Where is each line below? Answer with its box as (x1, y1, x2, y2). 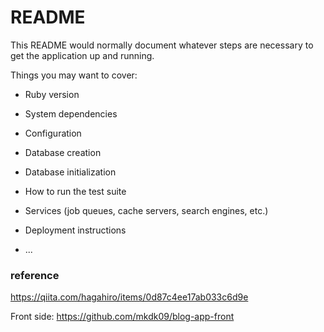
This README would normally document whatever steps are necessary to (10, 39, 314, 51)
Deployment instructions (24, 224, 127, 236)
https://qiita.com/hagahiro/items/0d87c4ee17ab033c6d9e (10, 291, 249, 303)
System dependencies (24, 107, 118, 120)
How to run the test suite (24, 185, 127, 197)
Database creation (24, 146, 102, 158)
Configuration (24, 127, 82, 139)
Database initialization (24, 166, 117, 178)
